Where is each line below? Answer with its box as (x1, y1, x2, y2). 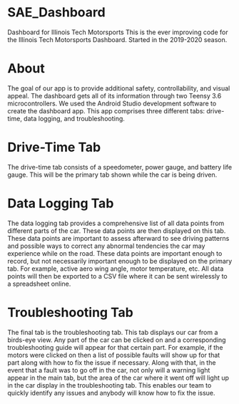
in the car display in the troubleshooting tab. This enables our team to (7, 380, 212, 389)
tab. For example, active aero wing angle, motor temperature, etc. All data (7, 264, 224, 273)
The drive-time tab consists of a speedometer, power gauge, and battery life (7, 162, 233, 171)
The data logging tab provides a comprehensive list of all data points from (7, 219, 225, 227)
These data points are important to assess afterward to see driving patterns (7, 234, 230, 242)
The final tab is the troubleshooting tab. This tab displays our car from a (7, 328, 218, 336)
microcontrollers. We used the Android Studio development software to (7, 99, 217, 108)
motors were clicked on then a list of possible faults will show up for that (7, 351, 220, 359)
